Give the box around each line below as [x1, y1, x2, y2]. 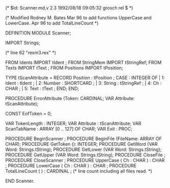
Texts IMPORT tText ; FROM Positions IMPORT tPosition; [5, 65, 124, 71]
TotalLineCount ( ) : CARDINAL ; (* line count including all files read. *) [5, 168, 153, 174]
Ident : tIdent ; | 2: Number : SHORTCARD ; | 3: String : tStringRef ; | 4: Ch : [5, 80, 162, 86]
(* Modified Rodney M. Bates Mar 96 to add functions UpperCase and [5, 15, 152, 20]
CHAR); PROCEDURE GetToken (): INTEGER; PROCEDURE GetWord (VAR [5, 141, 158, 147]
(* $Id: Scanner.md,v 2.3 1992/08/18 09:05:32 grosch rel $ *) [5, 5, 133, 11]
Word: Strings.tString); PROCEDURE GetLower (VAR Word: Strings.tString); [5, 146, 162, 152]
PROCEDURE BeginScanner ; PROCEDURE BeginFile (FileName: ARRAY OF [5, 136, 162, 142]
